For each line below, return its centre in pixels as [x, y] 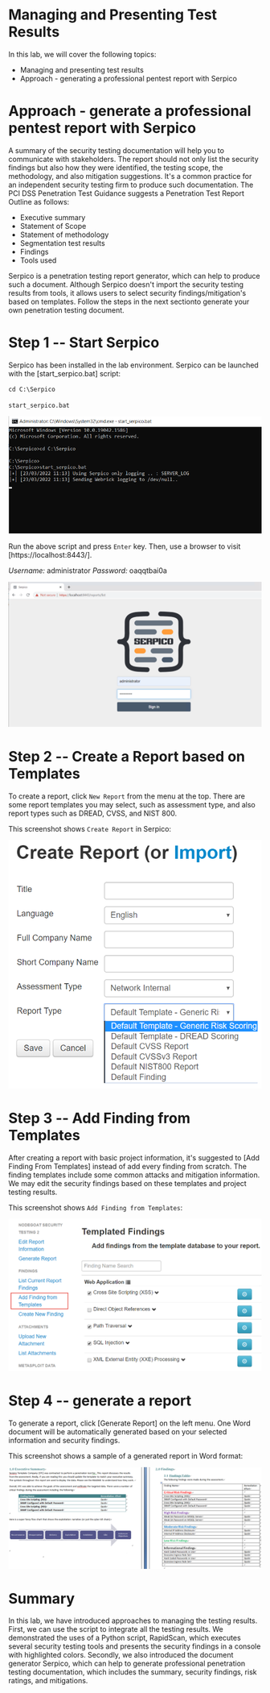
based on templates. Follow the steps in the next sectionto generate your [129, 301]
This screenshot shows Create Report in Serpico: [90, 828]
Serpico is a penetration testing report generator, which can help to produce [135, 276]
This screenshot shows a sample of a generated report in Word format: [126, 1455]
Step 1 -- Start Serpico [84, 343]
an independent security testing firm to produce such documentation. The [131, 185]
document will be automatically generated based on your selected [118, 1431]
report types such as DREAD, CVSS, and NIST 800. [93, 813]
